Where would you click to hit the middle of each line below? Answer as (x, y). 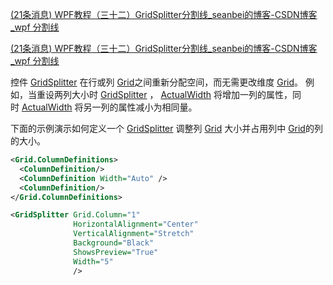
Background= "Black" (114, 243)
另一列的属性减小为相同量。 (140, 107)
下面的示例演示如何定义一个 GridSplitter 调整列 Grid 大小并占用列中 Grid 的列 (166, 128)
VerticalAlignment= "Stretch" (134, 234)
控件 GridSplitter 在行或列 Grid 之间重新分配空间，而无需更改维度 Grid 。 (157, 82)
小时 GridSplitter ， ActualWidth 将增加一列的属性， (186, 94)
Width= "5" (93, 261)
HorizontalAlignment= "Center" (136, 224)
